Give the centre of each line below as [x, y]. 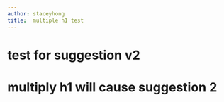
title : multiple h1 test [45, 20]
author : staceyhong [36, 14]
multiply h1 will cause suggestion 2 [112, 87]
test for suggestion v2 [74, 55]
